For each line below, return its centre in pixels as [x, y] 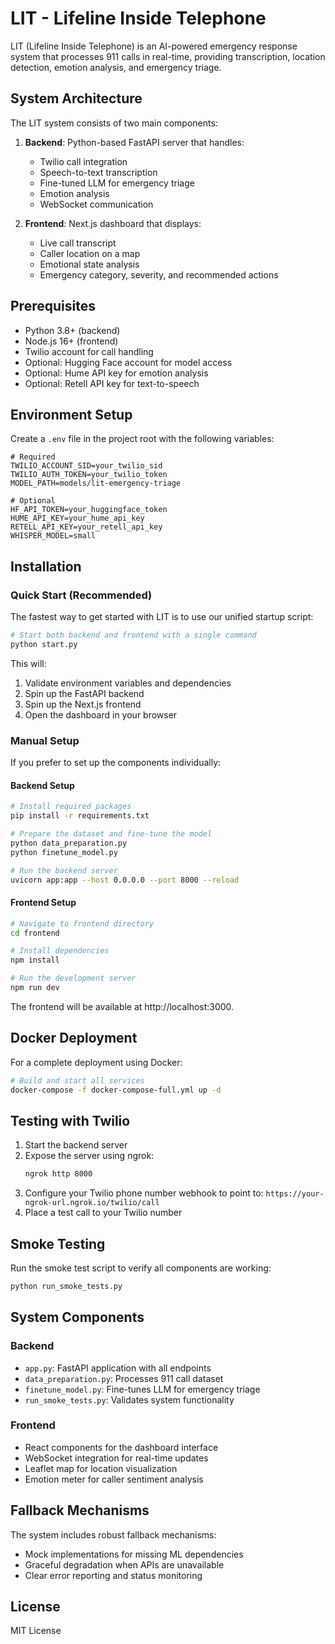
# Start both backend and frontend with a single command [133, 635]
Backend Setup [42, 785]
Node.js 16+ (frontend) [71, 341]
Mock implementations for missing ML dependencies [134, 1554]
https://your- [295, 1194]
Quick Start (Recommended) [81, 595]
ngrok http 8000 [58, 1174]
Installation [46, 566]
